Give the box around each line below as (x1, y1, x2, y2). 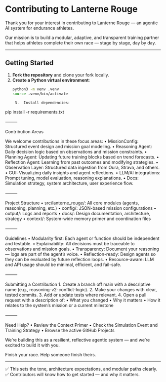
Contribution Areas (5, 129, 43, 135)
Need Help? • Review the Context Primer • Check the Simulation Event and (5, 322, 158, 328)
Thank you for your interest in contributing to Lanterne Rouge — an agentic (5, 20, 158, 26)
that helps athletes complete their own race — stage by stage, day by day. (5, 39, 157, 45)
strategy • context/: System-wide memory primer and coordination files (5, 216, 151, 222)
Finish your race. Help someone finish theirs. (5, 352, 96, 358)
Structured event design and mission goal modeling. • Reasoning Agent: (5, 144, 152, 150)
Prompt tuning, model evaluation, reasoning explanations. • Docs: (5, 175, 139, 181)
